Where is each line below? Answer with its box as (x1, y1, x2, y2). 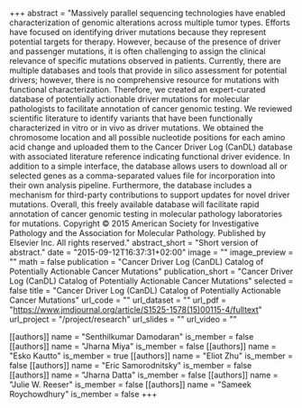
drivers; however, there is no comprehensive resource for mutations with (9, 75, 279, 85)
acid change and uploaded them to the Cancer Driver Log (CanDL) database (9, 141, 293, 152)
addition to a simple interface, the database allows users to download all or (9, 161, 288, 171)
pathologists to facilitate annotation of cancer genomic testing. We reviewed (9, 104, 293, 113)
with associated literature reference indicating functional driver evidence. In (9, 151, 290, 161)
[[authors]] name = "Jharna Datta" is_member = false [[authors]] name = (9, 369, 279, 380)
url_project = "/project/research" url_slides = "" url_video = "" (9, 314, 237, 324)
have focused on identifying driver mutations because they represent (9, 27, 267, 37)
